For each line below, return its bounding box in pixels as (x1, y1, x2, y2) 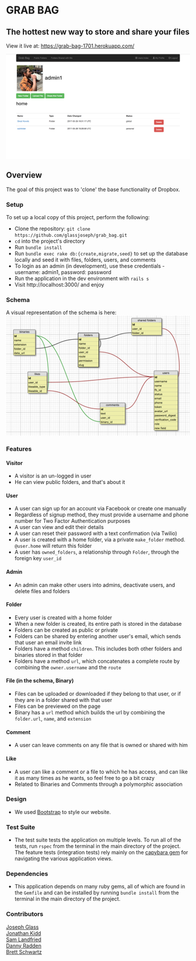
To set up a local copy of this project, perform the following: (6, 214, 150, 221)
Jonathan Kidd (6, 929, 41, 936)
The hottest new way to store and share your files (6, 27, 190, 37)
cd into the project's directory (14, 238, 86, 245)
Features (6, 445, 32, 453)
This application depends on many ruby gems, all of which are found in (14, 883, 185, 890)
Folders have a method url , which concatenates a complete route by (14, 657, 180, 664)
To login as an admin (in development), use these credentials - (14, 263, 165, 270)
